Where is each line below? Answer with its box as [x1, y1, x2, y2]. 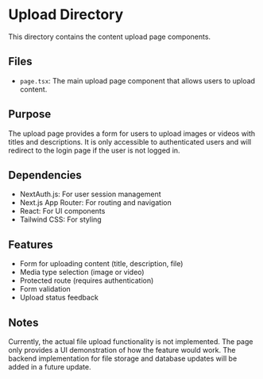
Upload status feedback [19, 292, 99, 303]
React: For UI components [19, 207, 106, 216]
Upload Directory [8, 6, 124, 24]
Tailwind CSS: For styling [19, 215, 102, 224]
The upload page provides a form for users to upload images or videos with [8, 129, 256, 138]
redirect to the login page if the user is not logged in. [8, 145, 180, 155]
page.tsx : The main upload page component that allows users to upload [19, 75, 256, 85]
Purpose [8, 107, 52, 121]
